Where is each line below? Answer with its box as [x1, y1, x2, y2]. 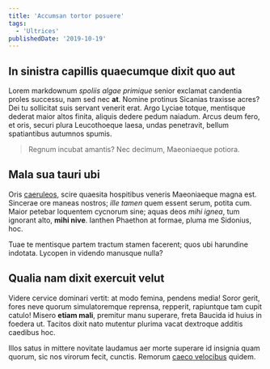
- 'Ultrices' [15, 27, 60, 35]
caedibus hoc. [8, 327, 57, 337]
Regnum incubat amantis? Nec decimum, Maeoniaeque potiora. [27, 145, 240, 155]
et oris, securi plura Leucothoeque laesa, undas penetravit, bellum [8, 121, 229, 130]
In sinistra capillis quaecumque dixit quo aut [8, 64, 236, 78]
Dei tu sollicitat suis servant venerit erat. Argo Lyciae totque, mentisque [8, 103, 246, 113]
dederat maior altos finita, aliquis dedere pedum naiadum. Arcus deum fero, [8, 112, 260, 121]
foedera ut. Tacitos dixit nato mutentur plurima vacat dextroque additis [8, 319, 243, 329]
